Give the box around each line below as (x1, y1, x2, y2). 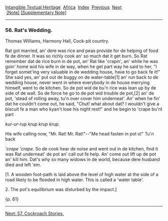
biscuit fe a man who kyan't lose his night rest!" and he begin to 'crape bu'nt (5, 106, 162, 112)
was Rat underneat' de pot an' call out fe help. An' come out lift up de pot (5, 151, 156, 157)
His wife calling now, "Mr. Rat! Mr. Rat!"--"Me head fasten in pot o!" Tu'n (5, 131, 154, 137)
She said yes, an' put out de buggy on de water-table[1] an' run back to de (5, 74, 158, 80)
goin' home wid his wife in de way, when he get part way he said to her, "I (5, 63, 157, 69)
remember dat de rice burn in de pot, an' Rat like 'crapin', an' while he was (5, 58, 158, 64)
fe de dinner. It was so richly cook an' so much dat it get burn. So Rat (5, 53, 147, 59)
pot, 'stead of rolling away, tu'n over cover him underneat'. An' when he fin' (5, 95, 161, 101)
